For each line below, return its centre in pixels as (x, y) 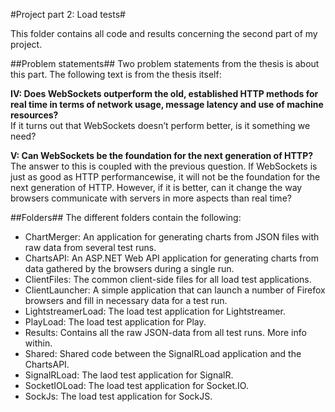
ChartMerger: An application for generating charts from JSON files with (172, 237)
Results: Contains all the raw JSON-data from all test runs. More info (165, 332)
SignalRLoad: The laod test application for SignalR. (129, 375)
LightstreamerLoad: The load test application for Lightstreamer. (155, 311)
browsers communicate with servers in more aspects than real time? (151, 198)
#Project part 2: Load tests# (68, 14)
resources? (34, 115)
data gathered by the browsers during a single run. (129, 268)
